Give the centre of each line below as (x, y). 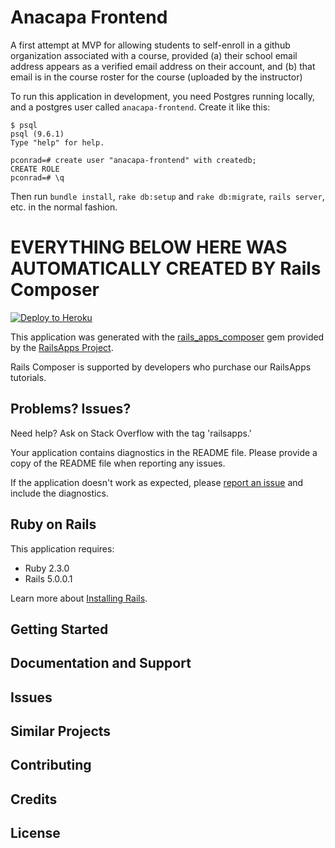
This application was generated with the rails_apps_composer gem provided (167, 337)
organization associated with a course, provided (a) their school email (154, 55)
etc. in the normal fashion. (64, 207)
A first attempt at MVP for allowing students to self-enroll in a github (150, 45)
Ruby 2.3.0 (47, 568)
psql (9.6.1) (37, 134)
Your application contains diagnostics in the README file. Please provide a (164, 452)
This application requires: (62, 548)
